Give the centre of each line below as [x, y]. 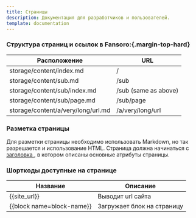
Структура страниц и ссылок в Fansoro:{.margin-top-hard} [98, 44]
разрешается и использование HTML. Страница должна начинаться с [98, 148]
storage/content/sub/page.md [52, 100]
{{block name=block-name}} [51, 206]
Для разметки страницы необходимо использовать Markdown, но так [97, 141]
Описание [141, 186]
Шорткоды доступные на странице [61, 170]
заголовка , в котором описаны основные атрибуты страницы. [88, 154]
